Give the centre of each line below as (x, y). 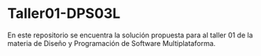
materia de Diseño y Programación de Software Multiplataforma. (112, 43)
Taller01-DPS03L (64, 14)
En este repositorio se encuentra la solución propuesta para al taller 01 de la (130, 35)
